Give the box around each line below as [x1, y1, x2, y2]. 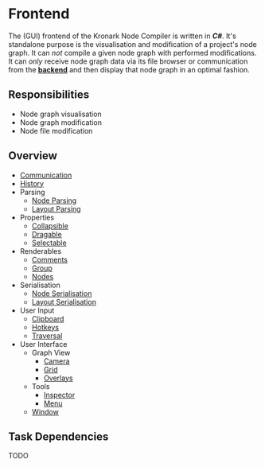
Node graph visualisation [19, 109, 102, 119]
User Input [19, 305, 55, 315]
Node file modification [19, 126, 93, 135]
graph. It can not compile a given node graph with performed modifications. [8, 48, 257, 57]
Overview [8, 149, 58, 163]
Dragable [31, 229, 62, 239]
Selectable [31, 238, 67, 247]
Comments [31, 255, 68, 264]
